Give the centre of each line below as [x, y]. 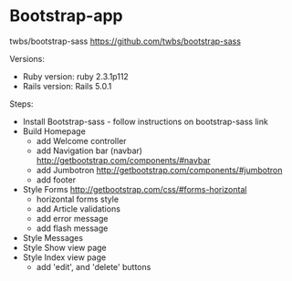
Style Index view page [64, 257]
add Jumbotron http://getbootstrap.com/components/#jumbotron [159, 170]
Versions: [27, 58]
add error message [72, 218]
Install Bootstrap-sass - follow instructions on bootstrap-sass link [146, 121]
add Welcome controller [81, 140]
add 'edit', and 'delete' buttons [94, 266]
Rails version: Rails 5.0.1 [67, 86]
